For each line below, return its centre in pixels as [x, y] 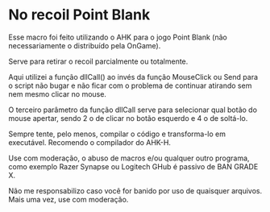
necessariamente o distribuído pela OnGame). [85, 45]
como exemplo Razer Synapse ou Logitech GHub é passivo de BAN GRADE [133, 166]
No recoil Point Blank [79, 15]
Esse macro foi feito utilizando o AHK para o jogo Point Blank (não [118, 37]
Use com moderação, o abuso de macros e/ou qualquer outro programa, [129, 158]
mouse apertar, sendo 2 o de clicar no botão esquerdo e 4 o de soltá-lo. [128, 118]
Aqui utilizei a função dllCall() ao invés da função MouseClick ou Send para [133, 77]
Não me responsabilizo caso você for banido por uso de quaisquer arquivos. [135, 190]
